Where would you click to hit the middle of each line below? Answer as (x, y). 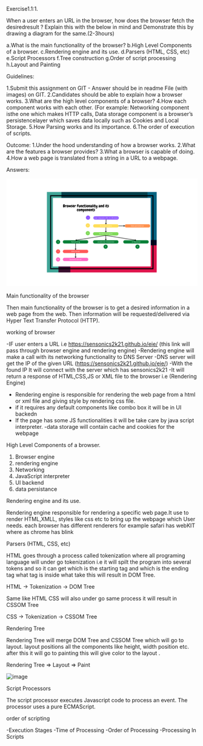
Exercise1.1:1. (22, 9)
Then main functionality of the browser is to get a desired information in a (98, 307)
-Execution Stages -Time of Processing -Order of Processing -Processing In (101, 730)
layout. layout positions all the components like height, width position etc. (98, 646)
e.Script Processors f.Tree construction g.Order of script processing (91, 58)
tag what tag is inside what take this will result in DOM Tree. (81, 575)
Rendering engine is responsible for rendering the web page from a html (105, 394)
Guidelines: (20, 76)
